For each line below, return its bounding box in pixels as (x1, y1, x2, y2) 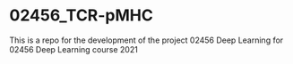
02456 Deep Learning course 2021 (9, 44, 139, 54)
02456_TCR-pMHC (9, 5, 154, 26)
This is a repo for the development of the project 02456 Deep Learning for (9, 35, 284, 45)
